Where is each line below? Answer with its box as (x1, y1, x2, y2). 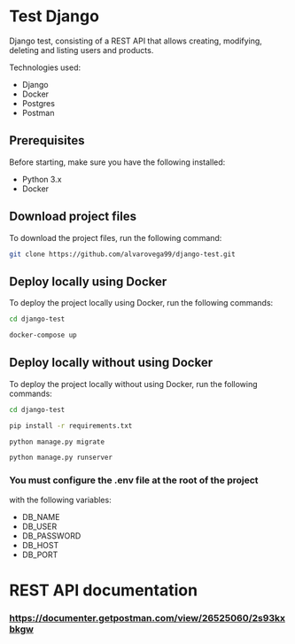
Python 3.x (21, 174, 62, 184)
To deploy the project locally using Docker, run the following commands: (9, 298, 274, 308)
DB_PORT (21, 549, 58, 560)
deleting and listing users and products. (9, 44, 154, 55)
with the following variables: (9, 494, 113, 505)
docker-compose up (9, 330, 77, 340)
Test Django (9, 6, 100, 27)
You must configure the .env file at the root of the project (9, 474, 259, 486)
